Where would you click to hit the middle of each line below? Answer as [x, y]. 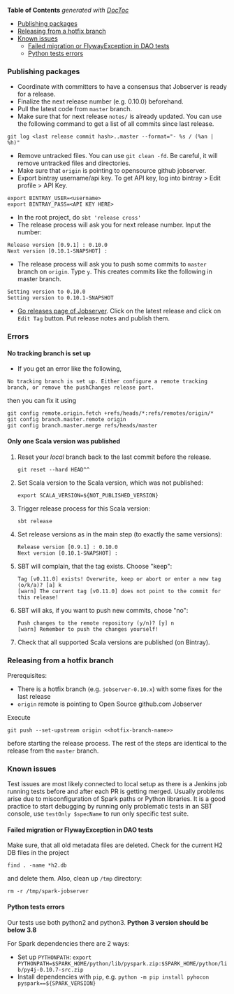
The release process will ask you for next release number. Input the [114, 225]
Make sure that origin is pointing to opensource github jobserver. [112, 171]
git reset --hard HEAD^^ [53, 469]
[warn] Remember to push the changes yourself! [88, 629]
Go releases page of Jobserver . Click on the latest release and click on [119, 311]
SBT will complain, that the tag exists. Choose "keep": [95, 566]
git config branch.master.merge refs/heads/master [82, 426]
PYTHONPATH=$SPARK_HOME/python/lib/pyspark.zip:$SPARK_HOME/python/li [122, 964]
